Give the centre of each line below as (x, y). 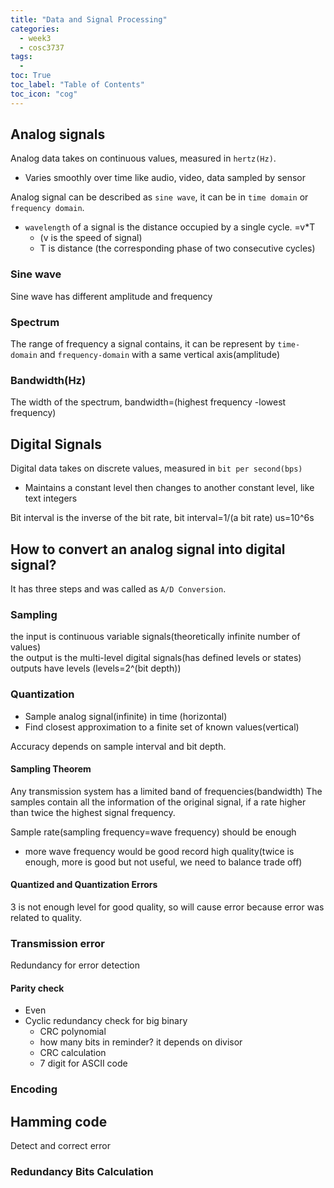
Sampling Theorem (51, 769)
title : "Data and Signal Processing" (89, 19)
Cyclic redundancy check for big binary (106, 1021)
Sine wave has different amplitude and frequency (111, 296)
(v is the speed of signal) (91, 238)
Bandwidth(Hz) (48, 380)
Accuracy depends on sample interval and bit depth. (118, 746)
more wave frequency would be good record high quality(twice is (159, 851)
